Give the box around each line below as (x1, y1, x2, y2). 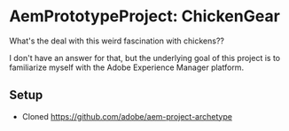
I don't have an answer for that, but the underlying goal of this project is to (9, 52, 281, 63)
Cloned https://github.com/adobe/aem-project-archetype (21, 111, 233, 121)
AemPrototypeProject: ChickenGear (9, 6, 281, 27)
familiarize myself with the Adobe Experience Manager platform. (9, 62, 245, 73)
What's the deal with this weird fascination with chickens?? (9, 35, 224, 46)
